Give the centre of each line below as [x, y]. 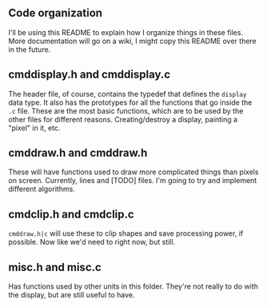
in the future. [30, 49]
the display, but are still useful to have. [72, 295]
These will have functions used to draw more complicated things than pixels [133, 172]
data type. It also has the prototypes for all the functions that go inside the [130, 102]
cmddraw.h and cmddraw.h [78, 153]
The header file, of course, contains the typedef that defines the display [128, 94]
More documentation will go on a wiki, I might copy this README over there [133, 41]
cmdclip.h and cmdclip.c [71, 214]
